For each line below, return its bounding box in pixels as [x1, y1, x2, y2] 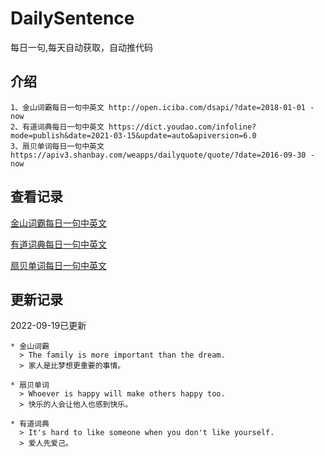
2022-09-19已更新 [10, 320, 87, 332]
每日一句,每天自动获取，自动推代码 [10, 41, 154, 53]
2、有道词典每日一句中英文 [10, 122, 105, 132]
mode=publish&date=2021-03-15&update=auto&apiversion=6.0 [10, 130, 257, 141]
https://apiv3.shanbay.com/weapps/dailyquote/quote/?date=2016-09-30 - [10, 150, 315, 160]
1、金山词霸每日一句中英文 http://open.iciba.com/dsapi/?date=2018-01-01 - [10, 102, 315, 112]
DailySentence [10, 7, 135, 30]
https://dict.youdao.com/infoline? [108, 122, 257, 132]
